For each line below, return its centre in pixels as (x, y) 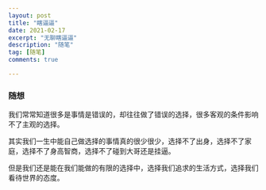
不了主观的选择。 (36, 124)
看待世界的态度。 (36, 178)
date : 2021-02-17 (37, 30)
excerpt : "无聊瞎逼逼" (43, 38)
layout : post (30, 15)
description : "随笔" (41, 45)
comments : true (33, 60)
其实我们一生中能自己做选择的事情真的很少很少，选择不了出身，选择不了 (126, 141)
